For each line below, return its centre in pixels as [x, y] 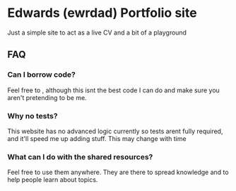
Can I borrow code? [41, 75]
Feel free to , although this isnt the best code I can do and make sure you [114, 90]
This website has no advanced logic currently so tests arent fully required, [115, 131]
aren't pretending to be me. [47, 97]
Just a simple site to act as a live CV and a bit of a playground [97, 32]
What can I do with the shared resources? [80, 156]
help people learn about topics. [53, 180]
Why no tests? [33, 116]
